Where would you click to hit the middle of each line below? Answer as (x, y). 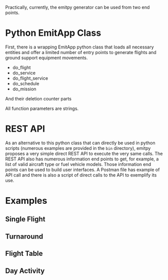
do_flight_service (30, 78)
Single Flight (25, 219)
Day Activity (25, 271)
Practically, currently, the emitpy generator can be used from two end (77, 7)
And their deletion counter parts (38, 98)
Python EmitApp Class (53, 33)
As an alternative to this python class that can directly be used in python (80, 143)
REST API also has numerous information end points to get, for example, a (82, 159)
